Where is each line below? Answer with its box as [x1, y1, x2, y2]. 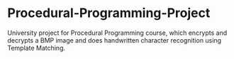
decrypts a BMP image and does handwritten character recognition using [7, 36, 222, 44]
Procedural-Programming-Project [7, 5, 211, 21]
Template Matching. [7, 43, 66, 52]
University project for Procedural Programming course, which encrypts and [7, 28, 228, 37]
